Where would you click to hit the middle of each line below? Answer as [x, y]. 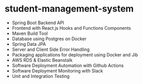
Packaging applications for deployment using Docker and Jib [75, 55]
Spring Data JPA [29, 44]
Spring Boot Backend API [38, 23]
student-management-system [69, 9]
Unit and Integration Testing [41, 76]
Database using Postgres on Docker [49, 39]
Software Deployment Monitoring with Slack [57, 70]
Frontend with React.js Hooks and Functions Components [71, 28]
